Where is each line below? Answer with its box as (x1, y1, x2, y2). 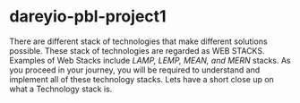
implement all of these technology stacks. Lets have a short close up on (9, 73, 275, 84)
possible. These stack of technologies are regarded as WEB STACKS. (9, 45, 265, 56)
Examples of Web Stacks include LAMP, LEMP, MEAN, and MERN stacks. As (9, 55, 291, 65)
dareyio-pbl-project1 (9, 6, 167, 27)
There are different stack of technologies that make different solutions (9, 36, 268, 47)
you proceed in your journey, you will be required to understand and (9, 64, 261, 75)
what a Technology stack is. (9, 83, 113, 94)
